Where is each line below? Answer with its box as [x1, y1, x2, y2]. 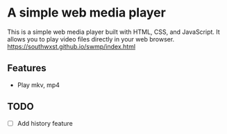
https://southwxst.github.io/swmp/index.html [7, 42, 136, 50]
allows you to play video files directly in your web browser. [7, 35, 175, 43]
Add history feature [17, 119, 73, 127]
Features [7, 62, 47, 74]
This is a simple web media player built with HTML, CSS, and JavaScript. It [7, 28, 220, 36]
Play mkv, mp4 [17, 81, 60, 89]
